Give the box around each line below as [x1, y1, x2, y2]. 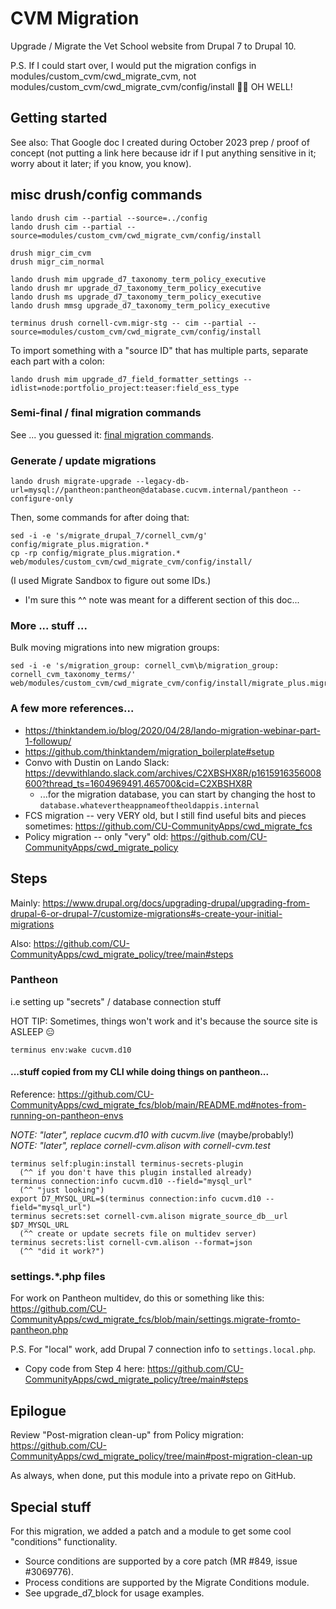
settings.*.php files [10, 1269, 106, 1283]
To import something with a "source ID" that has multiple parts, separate [10, 344, 309, 356]
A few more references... [10, 702, 135, 716]
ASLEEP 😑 [10, 1025, 55, 1037]
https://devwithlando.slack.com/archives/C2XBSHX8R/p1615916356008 [24, 767, 322, 779]
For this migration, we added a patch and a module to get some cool [10, 1525, 292, 1537]
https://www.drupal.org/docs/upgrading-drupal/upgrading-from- [42, 897, 311, 909]
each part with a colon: [10, 355, 105, 367]
